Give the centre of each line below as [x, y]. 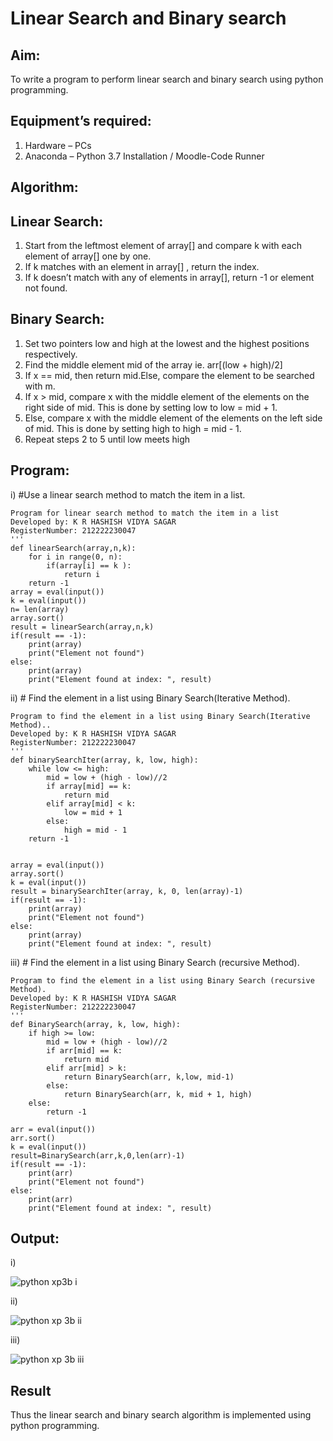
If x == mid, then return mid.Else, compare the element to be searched [169, 375]
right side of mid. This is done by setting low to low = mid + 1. [151, 407]
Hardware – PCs [58, 145]
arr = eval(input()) [53, 1129]
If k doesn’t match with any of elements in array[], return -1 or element [169, 278]
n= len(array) [40, 609]
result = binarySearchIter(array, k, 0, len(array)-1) [127, 891]
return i [82, 574]
